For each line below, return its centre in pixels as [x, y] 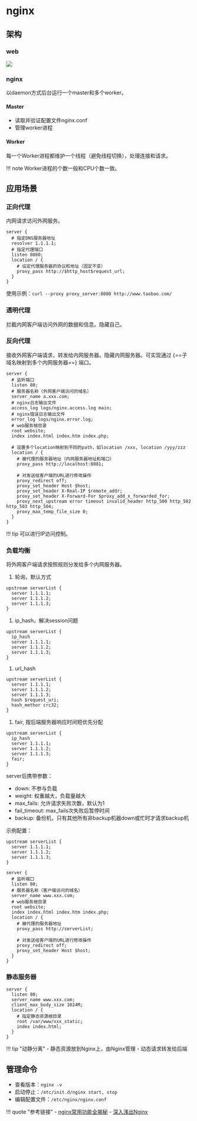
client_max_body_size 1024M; [47, 1005]
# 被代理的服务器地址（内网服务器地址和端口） [65, 459]
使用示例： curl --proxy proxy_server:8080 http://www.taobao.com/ [89, 294]
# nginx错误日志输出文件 [38, 414]
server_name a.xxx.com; [40, 396]
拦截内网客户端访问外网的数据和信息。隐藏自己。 [65, 324]
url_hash [25, 669]
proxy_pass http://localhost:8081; [60, 464]
